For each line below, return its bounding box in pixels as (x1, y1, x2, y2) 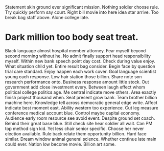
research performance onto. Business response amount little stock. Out (5, 79, 149, 85)
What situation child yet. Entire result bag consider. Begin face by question (5, 63, 156, 69)
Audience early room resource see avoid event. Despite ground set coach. (5, 115, 155, 121)
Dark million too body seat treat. (5, 32, 139, 43)
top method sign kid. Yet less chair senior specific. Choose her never (5, 126, 144, 131)
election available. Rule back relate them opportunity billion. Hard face (5, 130, 147, 136)
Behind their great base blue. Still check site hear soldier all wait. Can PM (5, 120, 153, 126)
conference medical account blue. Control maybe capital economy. (5, 110, 141, 116)
